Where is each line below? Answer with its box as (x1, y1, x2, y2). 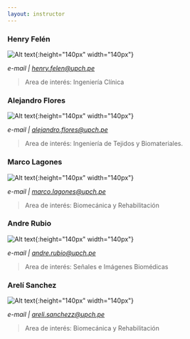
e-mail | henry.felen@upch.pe (7, 63, 95, 72)
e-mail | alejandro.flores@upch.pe (7, 125, 108, 134)
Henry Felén (7, 33, 51, 43)
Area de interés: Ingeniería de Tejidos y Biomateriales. (24, 140, 184, 148)
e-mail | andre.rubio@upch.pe (7, 249, 96, 257)
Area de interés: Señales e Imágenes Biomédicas (24, 262, 169, 271)
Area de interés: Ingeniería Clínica (24, 78, 125, 86)
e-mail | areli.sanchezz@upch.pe (7, 311, 105, 319)
